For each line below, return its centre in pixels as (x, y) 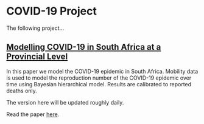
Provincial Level (37, 57)
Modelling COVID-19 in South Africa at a (84, 47)
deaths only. (22, 91)
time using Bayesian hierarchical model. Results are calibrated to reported (99, 84)
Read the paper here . (33, 114)
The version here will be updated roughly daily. (65, 102)
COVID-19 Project (52, 11)
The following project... (35, 28)
